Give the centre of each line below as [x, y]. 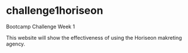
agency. [15, 44]
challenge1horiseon [55, 11]
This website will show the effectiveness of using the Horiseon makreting [94, 37]
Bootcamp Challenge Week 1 [41, 26]
